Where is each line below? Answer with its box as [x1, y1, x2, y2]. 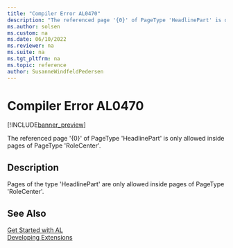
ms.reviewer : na [7, 42, 54, 49]
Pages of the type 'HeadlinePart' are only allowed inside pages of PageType [7, 180, 225, 188]
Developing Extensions [7, 233, 73, 242]
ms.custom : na [7, 29, 49, 37]
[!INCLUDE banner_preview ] [7, 121, 87, 129]
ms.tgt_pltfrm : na [7, 55, 60, 62]
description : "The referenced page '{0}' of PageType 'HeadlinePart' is [7, 17, 222, 24]
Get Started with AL [7, 226, 64, 234]
